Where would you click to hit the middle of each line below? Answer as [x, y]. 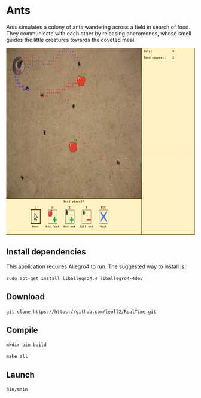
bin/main [17, 390]
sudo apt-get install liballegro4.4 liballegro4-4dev [75, 278]
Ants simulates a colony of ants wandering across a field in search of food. [98, 27]
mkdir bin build [26, 345]
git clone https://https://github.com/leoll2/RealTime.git [81, 312]
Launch [20, 375]
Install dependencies [46, 252]
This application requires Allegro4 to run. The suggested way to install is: [96, 266]
